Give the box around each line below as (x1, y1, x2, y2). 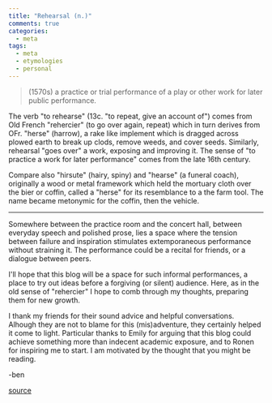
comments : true (8, 19, 60, 28)
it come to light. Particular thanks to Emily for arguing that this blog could (8, 328, 252, 337)
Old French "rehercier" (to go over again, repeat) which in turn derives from (8, 119, 261, 130)
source (8, 385, 32, 395)
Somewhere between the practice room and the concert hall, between (8, 219, 243, 229)
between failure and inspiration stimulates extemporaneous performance (8, 236, 252, 246)
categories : (8, 27, 49, 35)
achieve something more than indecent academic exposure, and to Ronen (8, 337, 255, 346)
